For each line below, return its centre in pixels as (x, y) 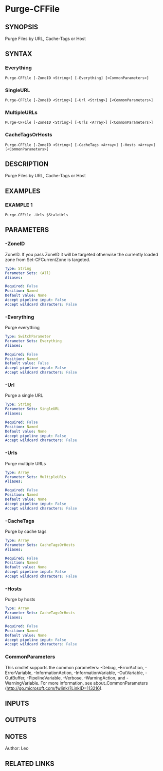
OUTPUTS (21, 720)
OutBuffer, (15, 677)
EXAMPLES (23, 191)
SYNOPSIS (22, 27)
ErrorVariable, (19, 673)
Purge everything (22, 328)
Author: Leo (17, 748)
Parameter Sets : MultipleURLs (36, 477)
